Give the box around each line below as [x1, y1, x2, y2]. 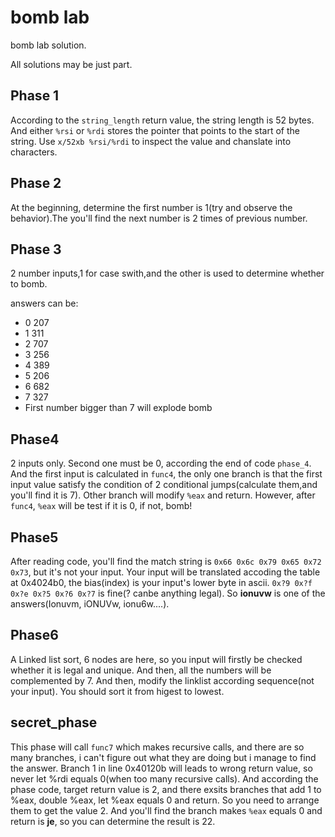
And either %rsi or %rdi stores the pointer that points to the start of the [10, 124, 300, 136]
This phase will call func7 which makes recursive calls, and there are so [10, 741, 305, 753]
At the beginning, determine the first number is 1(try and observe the [10, 201, 293, 213]
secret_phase [10, 714, 98, 731]
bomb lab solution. [10, 39, 87, 51]
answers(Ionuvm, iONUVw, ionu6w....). [10, 598, 170, 610]
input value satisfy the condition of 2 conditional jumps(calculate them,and [10, 479, 318, 491]
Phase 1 [10, 87, 60, 105]
